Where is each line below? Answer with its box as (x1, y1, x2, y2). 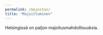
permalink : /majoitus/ (5, 7, 51, 12)
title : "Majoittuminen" (5, 12, 53, 16)
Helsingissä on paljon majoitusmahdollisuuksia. (5, 24, 99, 30)
